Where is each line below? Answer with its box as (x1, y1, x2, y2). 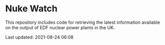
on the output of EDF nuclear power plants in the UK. (5, 24, 115, 30)
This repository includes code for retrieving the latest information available (5, 19, 160, 25)
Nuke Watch (5, 3, 58, 14)
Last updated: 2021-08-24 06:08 (5, 34, 74, 40)
